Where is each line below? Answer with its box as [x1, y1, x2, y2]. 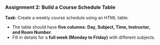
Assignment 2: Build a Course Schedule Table [5, 4, 116, 11]
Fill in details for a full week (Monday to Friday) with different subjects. [12, 34, 155, 40]
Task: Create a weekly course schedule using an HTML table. [5, 15, 129, 21]
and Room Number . [12, 30, 53, 35]
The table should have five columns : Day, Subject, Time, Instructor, [12, 24, 150, 30]
